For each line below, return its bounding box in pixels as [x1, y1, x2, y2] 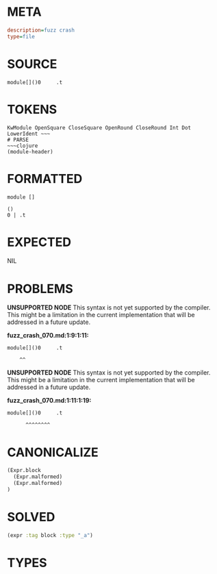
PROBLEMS [7, 281, 73, 297]
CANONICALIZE [7, 445, 99, 460]
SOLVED [7, 510, 55, 525]
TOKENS [7, 101, 58, 117]
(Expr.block [7, 467, 41, 474]
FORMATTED [7, 171, 83, 186]
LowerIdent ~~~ [7, 130, 51, 137]
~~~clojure [7, 142, 38, 149]
